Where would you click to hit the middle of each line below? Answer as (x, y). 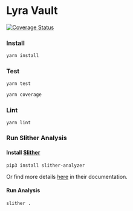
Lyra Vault (32, 11)
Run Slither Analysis (37, 138)
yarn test (19, 84)
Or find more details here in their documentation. (67, 176)
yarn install (23, 56)
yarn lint (19, 123)
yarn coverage (24, 95)
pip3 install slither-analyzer (46, 165)
